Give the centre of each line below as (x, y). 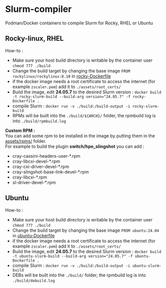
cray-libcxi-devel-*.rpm (36, 161)
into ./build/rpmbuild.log (39, 121)
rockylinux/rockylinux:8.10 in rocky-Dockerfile (61, 76)
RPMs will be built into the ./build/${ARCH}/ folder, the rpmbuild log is (84, 115)
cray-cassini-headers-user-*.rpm (46, 156)
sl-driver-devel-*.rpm (34, 182)
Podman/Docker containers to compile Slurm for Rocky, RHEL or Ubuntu (79, 23)
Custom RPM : (20, 130)
